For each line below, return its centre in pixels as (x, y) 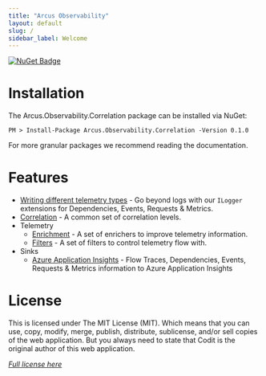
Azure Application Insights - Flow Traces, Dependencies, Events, (139, 260)
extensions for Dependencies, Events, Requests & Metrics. (117, 209)
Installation (46, 94)
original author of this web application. (72, 349)
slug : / (21, 31)
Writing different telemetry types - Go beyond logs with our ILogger (131, 200)
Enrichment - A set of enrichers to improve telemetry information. (140, 235)
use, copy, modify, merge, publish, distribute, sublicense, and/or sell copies (133, 332)
